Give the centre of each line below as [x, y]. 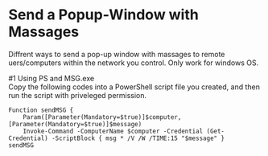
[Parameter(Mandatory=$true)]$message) [75, 124]
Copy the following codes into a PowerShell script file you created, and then [134, 87]
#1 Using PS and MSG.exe [52, 78]
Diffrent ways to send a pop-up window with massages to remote [117, 54]
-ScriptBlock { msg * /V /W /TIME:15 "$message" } [138, 138]
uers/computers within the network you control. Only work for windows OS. [134, 63]
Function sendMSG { [41, 110]
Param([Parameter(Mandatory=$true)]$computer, [102, 117]
